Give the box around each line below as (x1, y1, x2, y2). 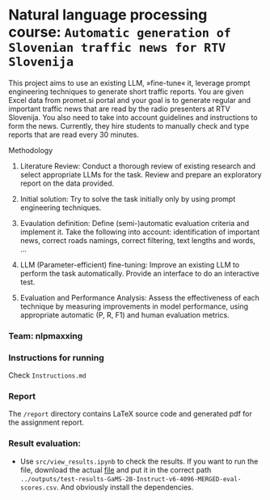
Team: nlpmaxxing (8, 330, 83, 341)
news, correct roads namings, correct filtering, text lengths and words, (19, 235, 256, 245)
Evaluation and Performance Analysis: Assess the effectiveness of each (19, 293, 260, 302)
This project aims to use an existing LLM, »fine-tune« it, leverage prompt (8, 78, 251, 88)
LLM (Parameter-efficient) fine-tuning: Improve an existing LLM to (19, 259, 240, 269)
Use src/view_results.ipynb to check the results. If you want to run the (19, 456, 259, 466)
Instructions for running (8, 352, 104, 363)
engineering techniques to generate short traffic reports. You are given (8, 87, 244, 96)
